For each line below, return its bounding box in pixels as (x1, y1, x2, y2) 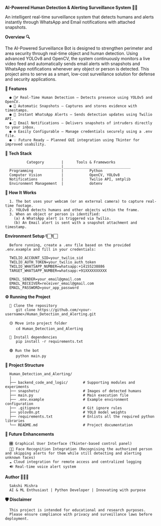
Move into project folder (15, 321, 68, 326)
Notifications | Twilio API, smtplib (9, 177, 131, 182)
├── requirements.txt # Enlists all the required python (9, 414, 155, 419)
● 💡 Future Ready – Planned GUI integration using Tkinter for (9, 138, 140, 142)
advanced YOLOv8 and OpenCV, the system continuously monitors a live (5, 56, 150, 61)
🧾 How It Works (5, 190, 37, 195)
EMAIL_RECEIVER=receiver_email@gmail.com (9, 281, 94, 286)
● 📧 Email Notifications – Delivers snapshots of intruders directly (9, 121, 152, 125)
